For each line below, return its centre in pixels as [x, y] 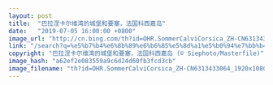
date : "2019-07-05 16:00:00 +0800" [72, 31]
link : [17, 46]
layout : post [30, 16]
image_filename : [36, 69]
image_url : [27, 38]
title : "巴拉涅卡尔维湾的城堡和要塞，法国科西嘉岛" [87, 23]
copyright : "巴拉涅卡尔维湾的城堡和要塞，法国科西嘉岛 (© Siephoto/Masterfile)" [136, 53]
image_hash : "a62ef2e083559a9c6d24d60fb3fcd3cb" [92, 62]
